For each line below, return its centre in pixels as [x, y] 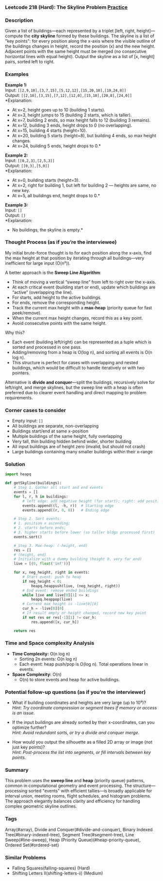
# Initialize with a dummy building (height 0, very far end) [78, 559]
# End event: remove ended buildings [60, 591]
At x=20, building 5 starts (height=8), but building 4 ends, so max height [84, 135]
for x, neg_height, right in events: [52, 573]
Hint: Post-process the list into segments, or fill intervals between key [81, 753]
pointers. [21, 373]
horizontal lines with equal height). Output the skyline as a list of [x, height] [80, 57]
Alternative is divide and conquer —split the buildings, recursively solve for [80, 382]
